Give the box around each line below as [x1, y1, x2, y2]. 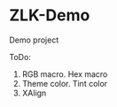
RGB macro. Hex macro [21, 68, 108, 80]
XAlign [21, 88, 47, 98]
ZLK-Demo [9, 5, 90, 26]
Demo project [9, 34, 59, 45]
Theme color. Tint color [21, 78, 108, 88]
